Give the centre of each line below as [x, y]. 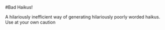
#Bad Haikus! [19, 7]
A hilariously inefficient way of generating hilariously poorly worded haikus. [83, 17]
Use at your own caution [30, 22]
